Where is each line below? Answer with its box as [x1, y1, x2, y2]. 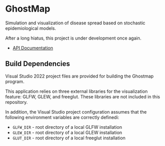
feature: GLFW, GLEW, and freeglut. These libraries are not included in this [5, 93, 160, 99]
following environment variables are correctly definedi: [5, 114, 119, 120]
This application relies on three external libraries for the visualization [5, 88, 148, 94]
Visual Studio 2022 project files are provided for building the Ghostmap [5, 73, 154, 79]
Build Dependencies [5, 59, 70, 68]
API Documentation [12, 45, 53, 51]
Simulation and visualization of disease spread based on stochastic [5, 20, 146, 26]
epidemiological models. [5, 25, 57, 31]
